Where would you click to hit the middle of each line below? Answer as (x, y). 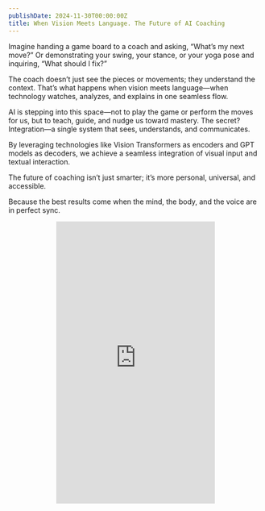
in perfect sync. (34, 210)
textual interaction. (39, 161)
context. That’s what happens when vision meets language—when (118, 87)
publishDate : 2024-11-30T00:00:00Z (68, 16)
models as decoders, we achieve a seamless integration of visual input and (133, 153)
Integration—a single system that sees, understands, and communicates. (129, 129)
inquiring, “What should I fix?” (58, 63)
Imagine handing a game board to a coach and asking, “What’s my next (126, 46)
